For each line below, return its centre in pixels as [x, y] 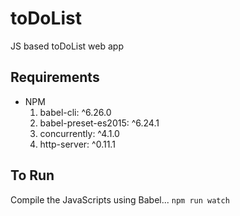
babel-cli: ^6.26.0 [75, 112]
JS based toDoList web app [67, 46]
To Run [32, 175]
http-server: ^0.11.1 [77, 144]
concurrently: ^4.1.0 [79, 133]
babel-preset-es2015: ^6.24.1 [99, 123]
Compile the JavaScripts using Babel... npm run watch [120, 199]
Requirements [55, 77]
